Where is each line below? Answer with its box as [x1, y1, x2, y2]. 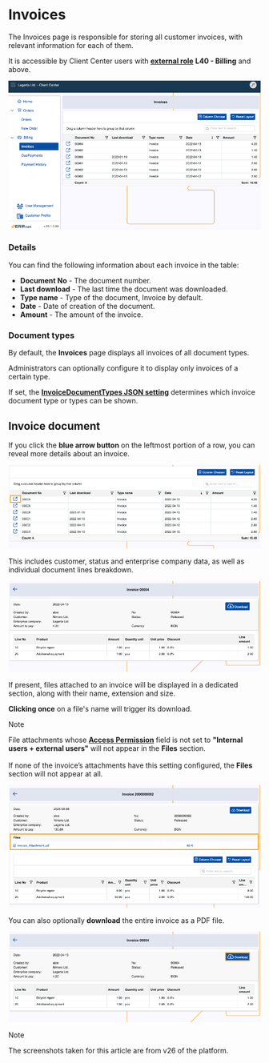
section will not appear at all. [8, 768, 103, 778]
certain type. [8, 372, 50, 382]
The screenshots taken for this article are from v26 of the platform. [8, 1046, 229, 1056]
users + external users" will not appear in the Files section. [8, 743, 206, 753]
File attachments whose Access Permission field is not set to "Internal [8, 735, 243, 744]
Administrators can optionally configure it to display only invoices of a [8, 363, 239, 373]
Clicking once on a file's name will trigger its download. [8, 704, 192, 713]
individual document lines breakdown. [8, 565, 134, 575]
